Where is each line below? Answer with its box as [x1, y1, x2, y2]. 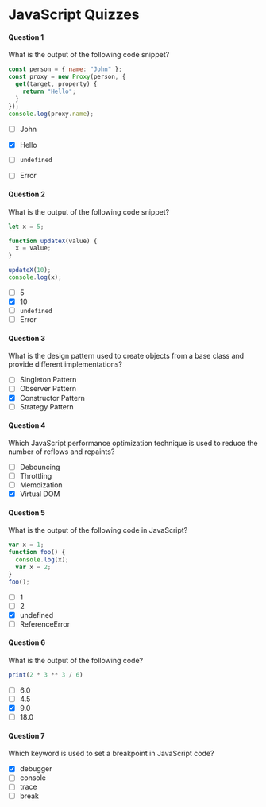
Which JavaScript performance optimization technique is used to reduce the [8, 438, 258, 448]
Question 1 [8, 32, 44, 41]
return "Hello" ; [22, 87, 77, 96]
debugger [19, 764, 52, 774]
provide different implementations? [8, 359, 123, 369]
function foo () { [8, 549, 66, 557]
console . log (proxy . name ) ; [8, 110, 94, 118]
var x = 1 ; [8, 541, 44, 549]
